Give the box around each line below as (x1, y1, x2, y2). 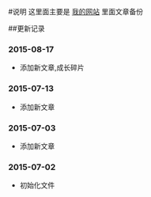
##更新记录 (8, 24, 45, 33)
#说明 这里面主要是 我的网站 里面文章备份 (8, 7, 144, 16)
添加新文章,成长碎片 (19, 63, 85, 73)
